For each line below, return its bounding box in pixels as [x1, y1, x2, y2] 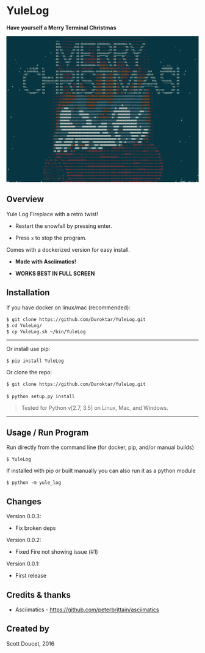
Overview [6, 194, 45, 205]
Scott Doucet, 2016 [6, 640, 55, 647]
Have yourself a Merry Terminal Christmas [6, 24, 117, 31]
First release [15, 572, 47, 579]
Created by [6, 624, 50, 634]
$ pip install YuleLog [6, 358, 64, 364]
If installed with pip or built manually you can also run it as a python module [6, 467, 196, 475]
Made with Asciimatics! [15, 258, 76, 265]
